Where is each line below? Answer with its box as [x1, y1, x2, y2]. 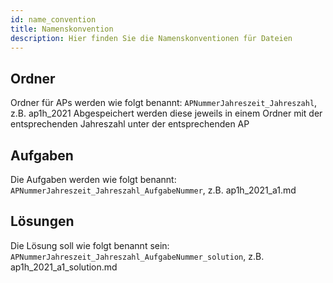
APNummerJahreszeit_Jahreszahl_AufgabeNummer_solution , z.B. [10, 250, 265, 262]
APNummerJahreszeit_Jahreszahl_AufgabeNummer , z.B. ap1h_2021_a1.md [10, 184, 297, 196]
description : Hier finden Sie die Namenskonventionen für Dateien [10, 33, 293, 43]
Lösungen [10, 213, 75, 230]
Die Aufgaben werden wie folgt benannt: [10, 174, 177, 185]
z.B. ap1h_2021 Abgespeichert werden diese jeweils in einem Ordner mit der [10, 107, 323, 120]
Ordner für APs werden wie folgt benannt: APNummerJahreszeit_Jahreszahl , [10, 97, 318, 109]
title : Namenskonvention [10, 24, 114, 34]
